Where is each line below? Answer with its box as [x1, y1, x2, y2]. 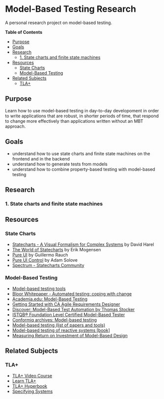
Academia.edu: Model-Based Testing [12, 296, 87, 302]
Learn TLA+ [12, 378, 36, 384]
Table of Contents [5, 29, 43, 35]
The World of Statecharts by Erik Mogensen [12, 246, 101, 252]
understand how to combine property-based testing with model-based [12, 166, 156, 172]
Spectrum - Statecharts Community [12, 262, 84, 268]
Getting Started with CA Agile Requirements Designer [12, 301, 120, 307]
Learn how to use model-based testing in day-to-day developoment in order [5, 107, 159, 113]
